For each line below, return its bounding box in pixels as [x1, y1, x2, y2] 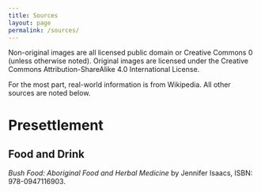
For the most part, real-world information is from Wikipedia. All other [8, 80, 231, 89]
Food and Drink [8, 147, 85, 160]
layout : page [8, 19, 51, 27]
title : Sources [8, 11, 59, 20]
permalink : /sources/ [8, 26, 80, 34]
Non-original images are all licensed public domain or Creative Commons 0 [8, 48, 253, 58]
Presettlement [8, 116, 104, 134]
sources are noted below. [8, 88, 91, 98]
